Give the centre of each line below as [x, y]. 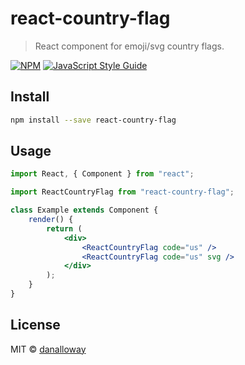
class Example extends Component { [84, 210]
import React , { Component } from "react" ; [102, 174]
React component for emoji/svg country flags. [129, 46]
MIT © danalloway [48, 349]
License [35, 325]
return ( [64, 228]
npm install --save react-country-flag [93, 120]
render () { [51, 220]
